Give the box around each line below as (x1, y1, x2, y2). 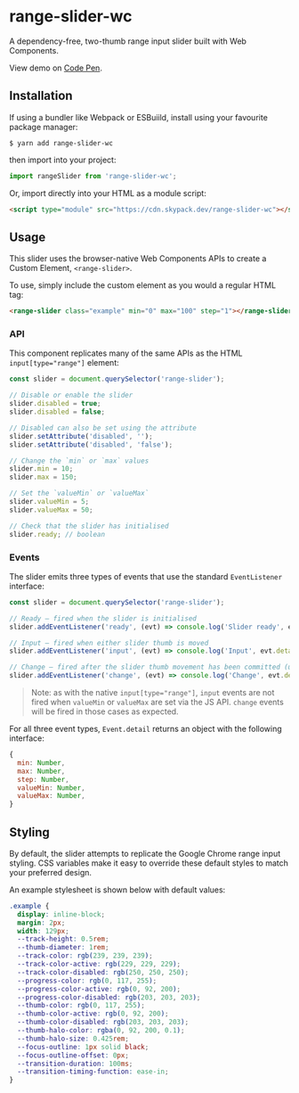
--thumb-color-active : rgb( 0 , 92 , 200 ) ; (17, 1009, 169, 1018)
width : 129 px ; (17, 926, 69, 935)
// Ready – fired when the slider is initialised (9, 613, 198, 623)
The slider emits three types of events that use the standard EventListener (9, 571, 283, 581)
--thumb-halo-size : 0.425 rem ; (17, 1034, 129, 1043)
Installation (9, 88, 73, 103)
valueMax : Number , (17, 792, 86, 801)
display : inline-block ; (17, 909, 105, 919)
